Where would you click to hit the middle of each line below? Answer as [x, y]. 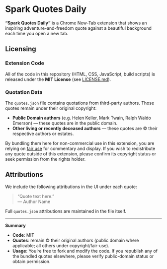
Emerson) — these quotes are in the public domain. [65, 123]
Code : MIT [23, 235]
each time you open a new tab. [37, 33]
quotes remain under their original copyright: [51, 108]
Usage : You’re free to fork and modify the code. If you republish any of [85, 251]
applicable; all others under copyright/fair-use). [61, 245]
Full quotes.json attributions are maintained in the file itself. [66, 211]
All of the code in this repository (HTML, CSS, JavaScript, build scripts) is [80, 74]
